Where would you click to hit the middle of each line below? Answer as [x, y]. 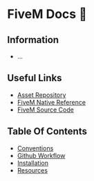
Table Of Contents [47, 131]
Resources [32, 170]
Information [33, 40]
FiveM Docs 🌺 [47, 14]
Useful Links [35, 78]
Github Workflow [41, 155]
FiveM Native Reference [51, 102]
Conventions [35, 148]
